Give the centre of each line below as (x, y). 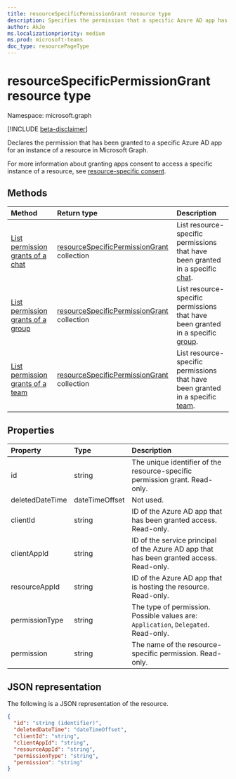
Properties (31, 431)
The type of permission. (171, 606)
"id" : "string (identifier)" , (58, 724)
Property (26, 450)
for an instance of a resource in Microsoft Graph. (78, 150)
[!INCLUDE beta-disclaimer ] (47, 129)
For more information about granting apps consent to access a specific (110, 164)
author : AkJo (26, 27)
